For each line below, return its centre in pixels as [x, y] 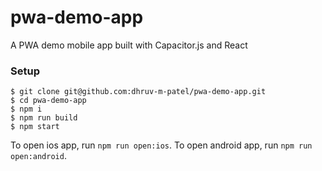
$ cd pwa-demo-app [48, 101]
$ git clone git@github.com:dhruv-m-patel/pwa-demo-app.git [138, 92]
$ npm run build [44, 118]
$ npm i [26, 109]
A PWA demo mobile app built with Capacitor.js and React [129, 45]
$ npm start [35, 127]
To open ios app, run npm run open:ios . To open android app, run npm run [161, 145]
